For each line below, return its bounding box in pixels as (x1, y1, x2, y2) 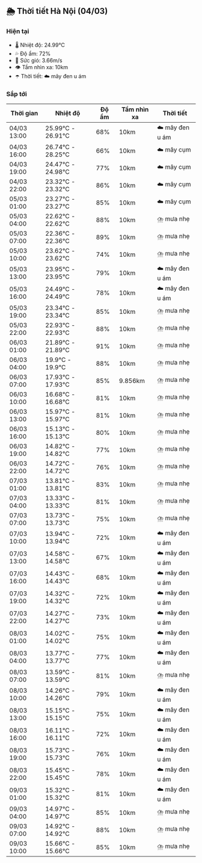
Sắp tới (6, 90, 27, 98)
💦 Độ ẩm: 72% (14, 50, 51, 57)
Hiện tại (6, 27, 29, 35)
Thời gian (10, 109, 38, 117)
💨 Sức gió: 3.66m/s (14, 57, 63, 64)
